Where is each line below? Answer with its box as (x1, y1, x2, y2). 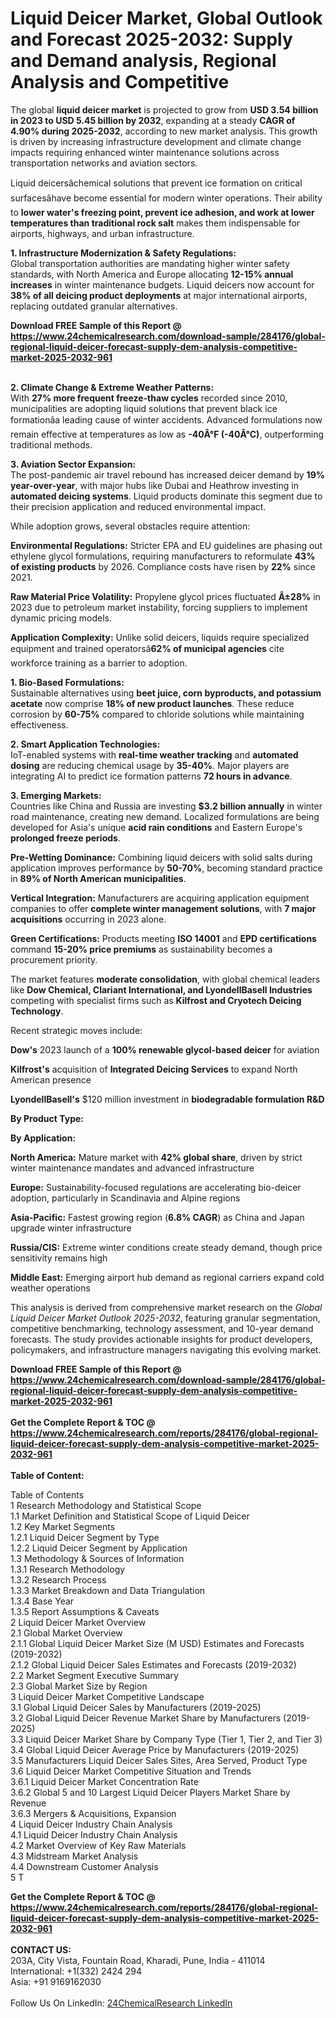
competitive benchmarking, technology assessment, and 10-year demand (10, 1322, 314, 1334)
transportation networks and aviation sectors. (10, 157, 198, 169)
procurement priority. (10, 953, 98, 966)
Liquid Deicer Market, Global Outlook (10, 7, 323, 30)
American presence (10, 1073, 92, 1086)
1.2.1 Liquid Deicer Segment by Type (10, 1531, 160, 1543)
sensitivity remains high (10, 1252, 108, 1264)
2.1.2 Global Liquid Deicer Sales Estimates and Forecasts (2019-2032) (10, 1658, 297, 1671)
